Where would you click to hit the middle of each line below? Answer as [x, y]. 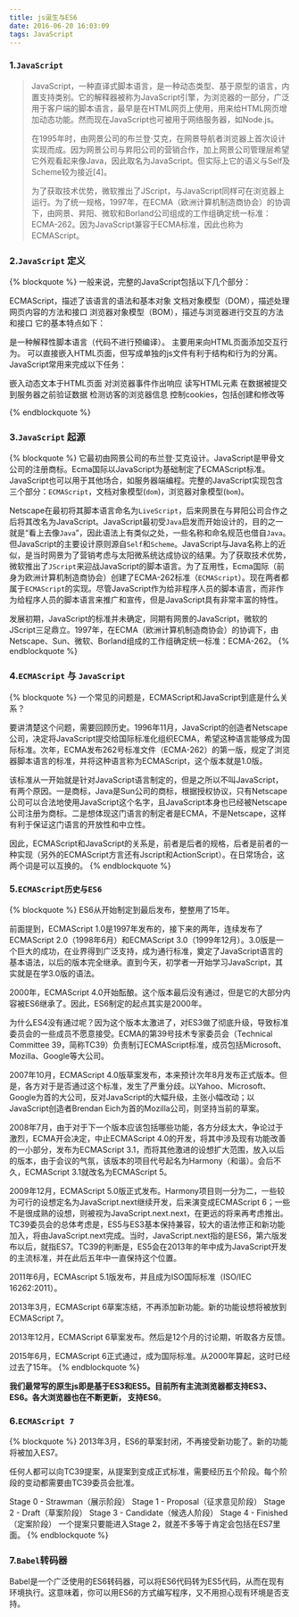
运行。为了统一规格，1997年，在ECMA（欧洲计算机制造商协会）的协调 [161, 202]
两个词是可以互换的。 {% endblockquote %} [90, 866]
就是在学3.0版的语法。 [58, 973]
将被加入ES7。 [36, 1453]
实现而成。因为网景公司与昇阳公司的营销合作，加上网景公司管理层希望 [160, 149]
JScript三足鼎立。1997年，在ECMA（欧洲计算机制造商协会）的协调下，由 [144, 630]
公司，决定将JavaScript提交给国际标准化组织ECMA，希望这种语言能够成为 [146, 738]
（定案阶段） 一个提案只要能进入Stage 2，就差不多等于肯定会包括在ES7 [141, 1524]
